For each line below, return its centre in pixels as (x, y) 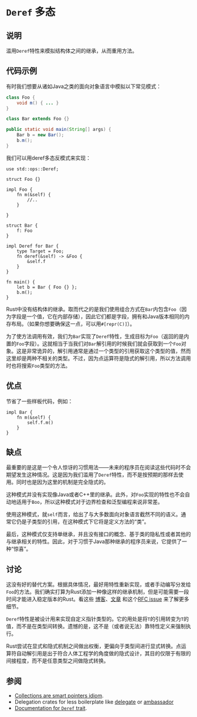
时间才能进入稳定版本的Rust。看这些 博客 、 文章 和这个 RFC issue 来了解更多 (98, 599)
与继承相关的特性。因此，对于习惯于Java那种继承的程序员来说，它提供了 (94, 541)
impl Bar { (19, 412)
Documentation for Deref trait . (51, 708)
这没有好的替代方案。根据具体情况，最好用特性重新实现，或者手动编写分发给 (98, 584)
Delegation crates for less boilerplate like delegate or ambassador (94, 702)
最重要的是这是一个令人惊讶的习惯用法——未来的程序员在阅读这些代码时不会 (98, 467)
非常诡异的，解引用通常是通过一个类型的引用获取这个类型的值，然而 (108, 351)
